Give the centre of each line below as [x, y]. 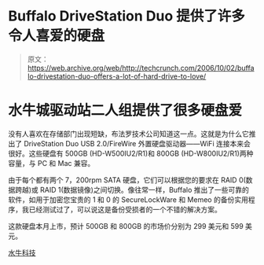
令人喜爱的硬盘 [57, 36]
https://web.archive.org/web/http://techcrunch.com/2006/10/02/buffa [141, 68]
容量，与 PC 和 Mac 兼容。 [51, 163]
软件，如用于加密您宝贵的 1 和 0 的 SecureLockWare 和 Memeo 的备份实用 [128, 199]
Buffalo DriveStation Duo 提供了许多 [126, 16]
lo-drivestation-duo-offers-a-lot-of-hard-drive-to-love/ [117, 76]
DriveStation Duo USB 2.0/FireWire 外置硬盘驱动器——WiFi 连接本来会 [137, 143]
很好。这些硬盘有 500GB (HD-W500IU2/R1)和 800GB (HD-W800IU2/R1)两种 [131, 153]
